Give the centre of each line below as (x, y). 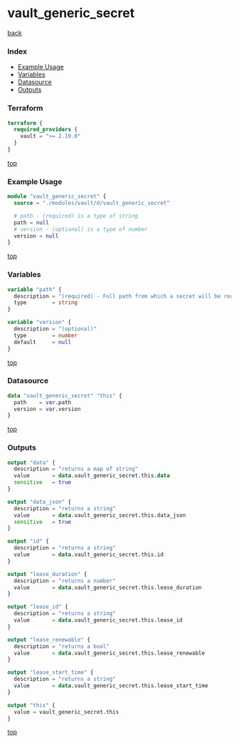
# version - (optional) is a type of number (81, 229)
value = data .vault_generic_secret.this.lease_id (98, 620)
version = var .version (47, 409)
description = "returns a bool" (62, 646)
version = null (36, 236)
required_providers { (46, 130)
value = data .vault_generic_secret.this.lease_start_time (111, 686)
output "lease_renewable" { (49, 640)
